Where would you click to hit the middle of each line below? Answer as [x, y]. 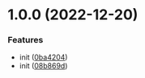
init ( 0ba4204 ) [43, 57]
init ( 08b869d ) [43, 66]
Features [26, 40]
